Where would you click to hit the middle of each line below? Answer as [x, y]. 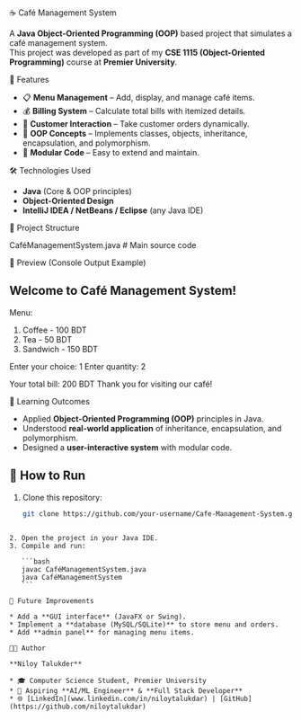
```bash [35, 561]
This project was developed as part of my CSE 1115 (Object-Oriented [137, 53]
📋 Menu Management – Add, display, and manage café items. [138, 98]
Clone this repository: [62, 497]
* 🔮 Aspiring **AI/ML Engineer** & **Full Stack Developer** [126, 690]
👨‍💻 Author [28, 648]
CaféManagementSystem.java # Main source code [103, 245]
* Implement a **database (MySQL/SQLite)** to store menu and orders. [144, 624]
